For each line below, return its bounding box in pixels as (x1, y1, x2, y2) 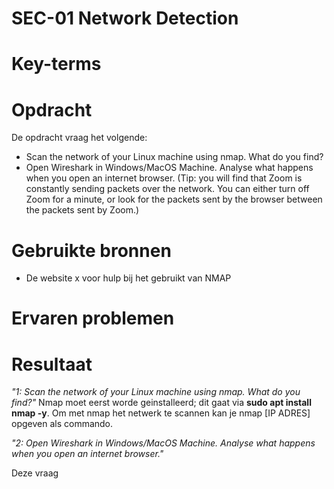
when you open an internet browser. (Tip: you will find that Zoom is (25, 172, 303, 184)
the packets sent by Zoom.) (25, 204, 140, 216)
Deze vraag (11, 467, 59, 479)
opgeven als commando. (11, 418, 114, 430)
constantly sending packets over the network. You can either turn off (25, 183, 310, 195)
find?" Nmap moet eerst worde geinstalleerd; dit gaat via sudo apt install (11, 397, 312, 409)
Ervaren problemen (11, 307, 175, 330)
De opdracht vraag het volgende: (11, 132, 148, 144)
